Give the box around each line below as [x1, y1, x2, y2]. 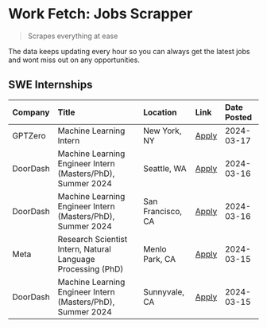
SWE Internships [8, 78, 93, 92]
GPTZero [12, 130, 46, 141]
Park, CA [142, 253, 176, 264]
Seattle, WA [142, 162, 187, 174]
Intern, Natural [57, 244, 111, 255]
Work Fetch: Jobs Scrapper [8, 5, 193, 23]
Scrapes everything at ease [27, 31, 118, 41]
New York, [142, 125, 182, 136]
